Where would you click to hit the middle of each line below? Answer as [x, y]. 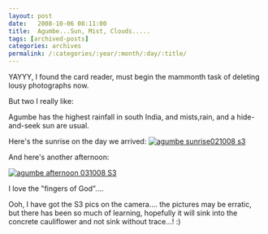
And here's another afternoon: [59, 157]
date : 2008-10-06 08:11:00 [58, 24]
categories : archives [45, 46]
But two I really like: [41, 101]
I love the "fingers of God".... [56, 188]
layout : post [30, 16]
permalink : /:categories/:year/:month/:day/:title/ [97, 54]
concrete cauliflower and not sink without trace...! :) [95, 221]
